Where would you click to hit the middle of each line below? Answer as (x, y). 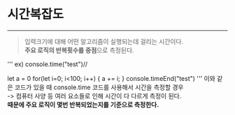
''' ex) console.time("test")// (48, 64)
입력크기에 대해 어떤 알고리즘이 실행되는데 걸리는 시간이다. (104, 41)
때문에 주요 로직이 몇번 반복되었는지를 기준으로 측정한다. (83, 105)
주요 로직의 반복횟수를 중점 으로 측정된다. (79, 50)
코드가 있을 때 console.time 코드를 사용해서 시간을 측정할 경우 (99, 87)
